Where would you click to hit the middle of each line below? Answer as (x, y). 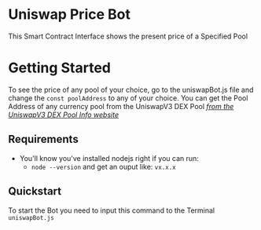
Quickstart (35, 191)
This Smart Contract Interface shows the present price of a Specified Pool (128, 36)
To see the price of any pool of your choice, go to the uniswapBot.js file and (131, 89)
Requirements (43, 139)
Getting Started (60, 68)
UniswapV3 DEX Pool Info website (64, 115)
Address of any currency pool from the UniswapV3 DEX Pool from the (121, 106)
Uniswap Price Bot (70, 15)
